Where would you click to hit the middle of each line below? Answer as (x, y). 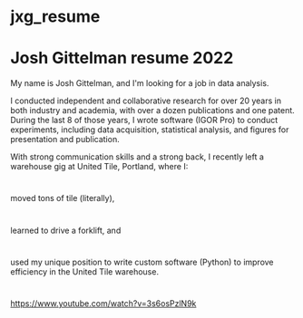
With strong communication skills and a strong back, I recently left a (137, 157)
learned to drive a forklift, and (66, 230)
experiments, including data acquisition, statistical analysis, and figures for (150, 130)
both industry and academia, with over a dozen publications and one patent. (153, 111)
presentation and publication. (65, 140)
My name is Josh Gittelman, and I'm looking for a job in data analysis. (140, 83)
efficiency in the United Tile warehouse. (85, 271)
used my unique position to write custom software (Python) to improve (142, 262)
